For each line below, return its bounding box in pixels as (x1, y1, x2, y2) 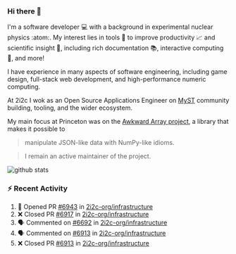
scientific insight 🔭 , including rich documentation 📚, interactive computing (7, 44, 224, 52)
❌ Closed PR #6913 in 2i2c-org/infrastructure (17, 239, 150, 247)
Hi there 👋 (7, 6, 42, 16)
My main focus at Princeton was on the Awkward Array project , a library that (7, 118, 229, 126)
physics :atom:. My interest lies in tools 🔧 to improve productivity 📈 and (7, 33, 216, 42)
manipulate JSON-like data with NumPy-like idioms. (24, 139, 175, 147)
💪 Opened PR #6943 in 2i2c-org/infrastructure (17, 202, 154, 210)
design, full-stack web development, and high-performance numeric (7, 75, 206, 84)
